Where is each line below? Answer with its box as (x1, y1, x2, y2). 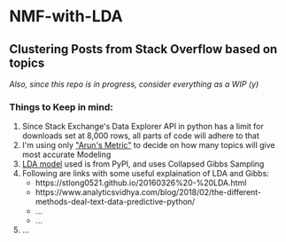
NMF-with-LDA (9, 6, 123, 27)
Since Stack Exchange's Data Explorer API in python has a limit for (21, 121, 264, 132)
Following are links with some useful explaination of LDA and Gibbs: (21, 168, 270, 179)
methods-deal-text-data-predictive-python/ (35, 197, 196, 207)
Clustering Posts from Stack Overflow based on (9, 42, 278, 57)
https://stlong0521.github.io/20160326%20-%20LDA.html (35, 177, 247, 188)
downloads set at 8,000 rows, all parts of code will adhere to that (21, 130, 259, 141)
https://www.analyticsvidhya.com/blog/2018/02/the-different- (35, 187, 262, 198)
